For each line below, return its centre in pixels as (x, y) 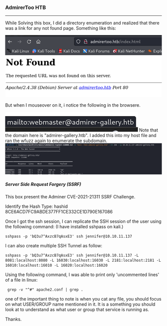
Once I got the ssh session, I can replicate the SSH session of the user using (83, 221)
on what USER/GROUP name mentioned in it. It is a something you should (80, 304)
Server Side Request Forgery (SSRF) (43, 184)
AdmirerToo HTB (26, 7)
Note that (148, 130)
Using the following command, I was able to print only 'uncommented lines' (82, 275)
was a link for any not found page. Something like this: (61, 28)
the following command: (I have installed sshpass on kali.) (64, 227)
